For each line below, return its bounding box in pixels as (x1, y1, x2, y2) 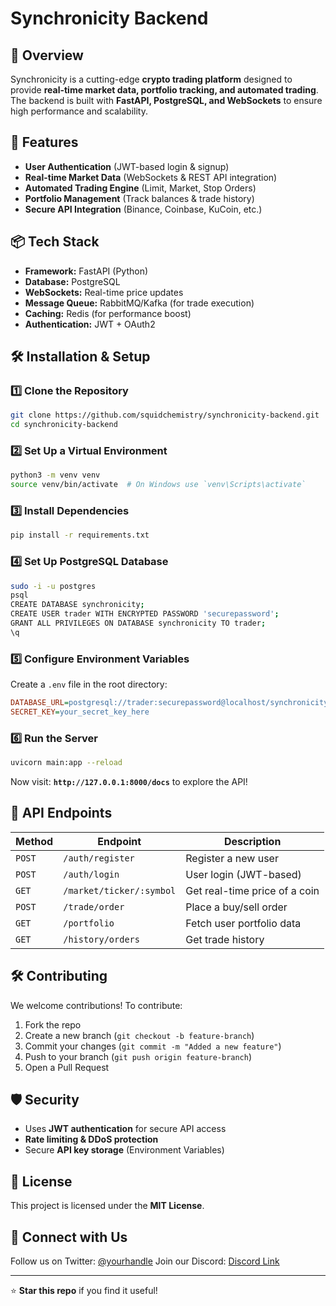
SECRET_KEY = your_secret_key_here (10, 707, 150, 717)
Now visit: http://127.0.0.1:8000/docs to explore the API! (10, 776, 248, 788)
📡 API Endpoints (10, 805, 113, 822)
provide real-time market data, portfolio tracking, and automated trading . (10, 84, 319, 96)
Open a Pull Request (24, 1061, 110, 1073)
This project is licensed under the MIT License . (10, 1200, 205, 1212)
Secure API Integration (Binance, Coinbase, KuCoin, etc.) (24, 203, 263, 215)
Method (15, 834, 54, 848)
